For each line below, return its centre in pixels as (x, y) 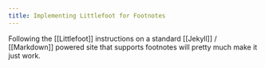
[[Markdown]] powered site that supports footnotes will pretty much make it (133, 47)
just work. (25, 55)
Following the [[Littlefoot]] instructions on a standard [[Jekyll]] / (113, 38)
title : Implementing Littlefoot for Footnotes (87, 16)
